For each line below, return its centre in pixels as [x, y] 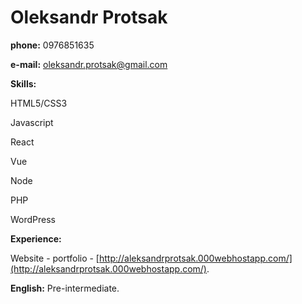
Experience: [36, 238]
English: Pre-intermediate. [65, 288]
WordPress [33, 219]
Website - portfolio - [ [55, 258]
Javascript [32, 122]
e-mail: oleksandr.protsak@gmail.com [89, 64]
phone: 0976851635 [52, 45]
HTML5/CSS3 [39, 103]
